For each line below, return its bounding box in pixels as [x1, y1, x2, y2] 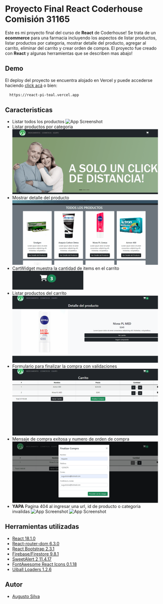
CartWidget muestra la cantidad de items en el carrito [12, 265, 120, 271]
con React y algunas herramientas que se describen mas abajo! [5, 50, 132, 56]
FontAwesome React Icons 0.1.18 [12, 561, 77, 567]
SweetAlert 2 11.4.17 [12, 556, 52, 562]
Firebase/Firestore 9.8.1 [12, 551, 59, 556]
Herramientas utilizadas [5, 522, 79, 531]
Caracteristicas [5, 106, 53, 114]
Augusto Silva [12, 593, 40, 599]
